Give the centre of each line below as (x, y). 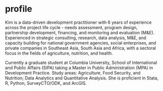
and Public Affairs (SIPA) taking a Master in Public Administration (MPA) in (79, 68)
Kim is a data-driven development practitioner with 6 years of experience (78, 22)
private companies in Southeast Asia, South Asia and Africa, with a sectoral (81, 48)
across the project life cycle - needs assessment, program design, (71, 27)
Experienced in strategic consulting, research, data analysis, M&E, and (76, 38)
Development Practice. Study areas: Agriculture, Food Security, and (73, 73)
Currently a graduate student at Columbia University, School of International (81, 62)
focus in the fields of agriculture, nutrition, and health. (59, 53)
